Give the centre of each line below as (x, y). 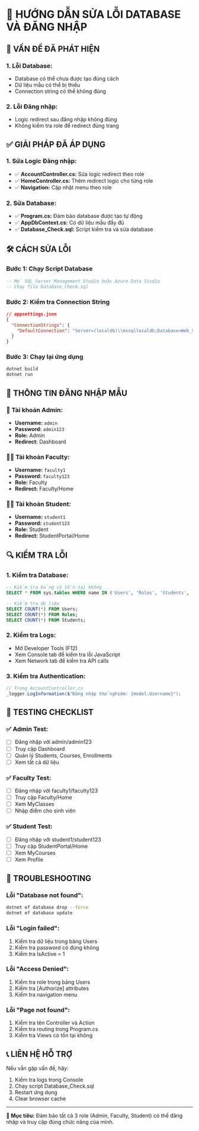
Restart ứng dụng (36, 1092)
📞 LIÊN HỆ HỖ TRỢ (39, 1054)
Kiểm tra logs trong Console (49, 1079)
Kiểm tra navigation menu (46, 994)
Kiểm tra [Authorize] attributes (52, 988)
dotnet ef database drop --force (47, 908)
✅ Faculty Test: (29, 777)
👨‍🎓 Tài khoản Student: (38, 504)
